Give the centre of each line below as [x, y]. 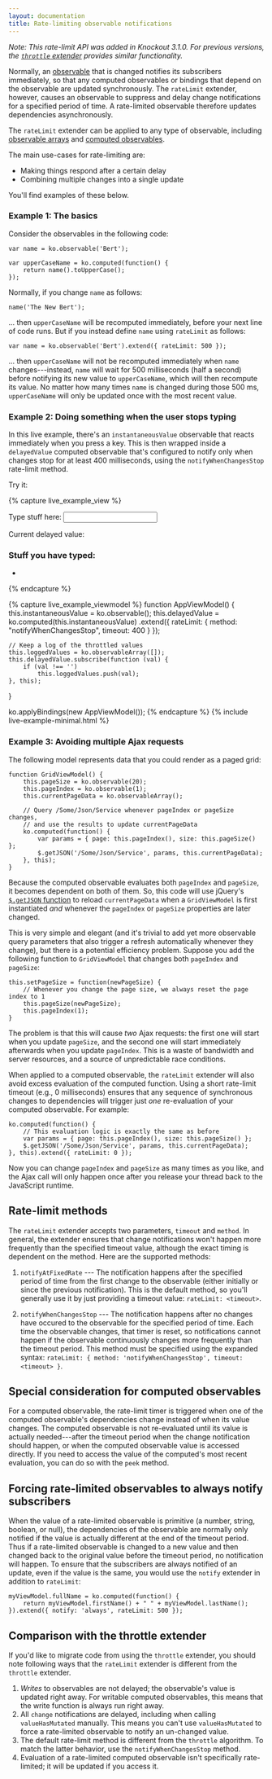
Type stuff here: [35, 517]
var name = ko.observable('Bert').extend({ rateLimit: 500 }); [118, 346]
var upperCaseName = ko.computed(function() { [89, 263]
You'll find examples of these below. [69, 195]
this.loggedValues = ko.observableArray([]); [86, 652]
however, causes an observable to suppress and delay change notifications [135, 97]
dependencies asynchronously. [61, 114]
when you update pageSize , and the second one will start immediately [125, 1041]
